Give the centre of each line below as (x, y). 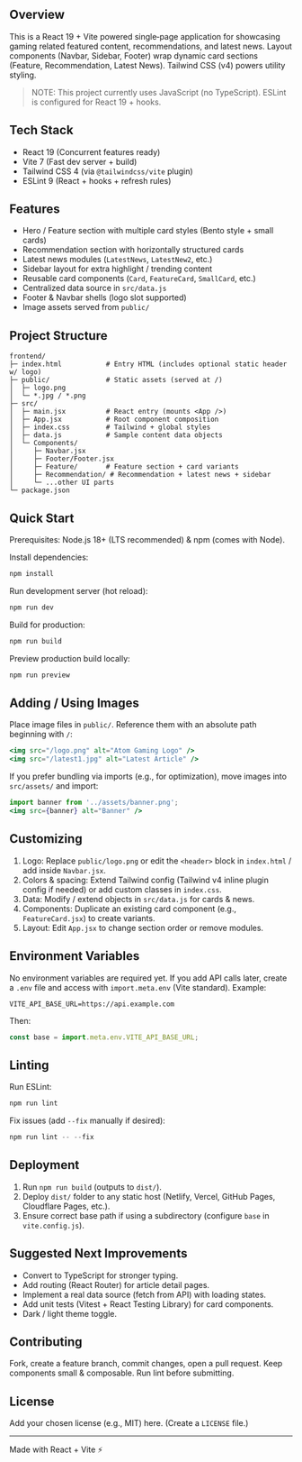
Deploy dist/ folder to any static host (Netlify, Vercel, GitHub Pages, (149, 1196)
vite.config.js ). (53, 1225)
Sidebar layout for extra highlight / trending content (117, 269)
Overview (37, 15)
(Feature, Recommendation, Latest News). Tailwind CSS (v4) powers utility (147, 65)
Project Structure (58, 336)
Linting (29, 1065)
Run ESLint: (31, 1087)
